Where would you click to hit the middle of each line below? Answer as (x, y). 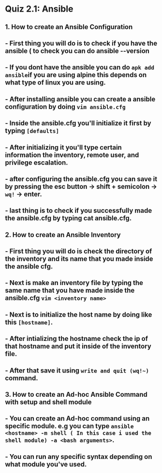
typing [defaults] (32, 131)
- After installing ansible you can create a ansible (80, 99)
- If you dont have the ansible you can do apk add (80, 67)
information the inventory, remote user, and (72, 155)
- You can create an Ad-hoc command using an (77, 419)
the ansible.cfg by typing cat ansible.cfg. (68, 218)
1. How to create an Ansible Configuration (69, 27)
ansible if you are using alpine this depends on (76, 75)
